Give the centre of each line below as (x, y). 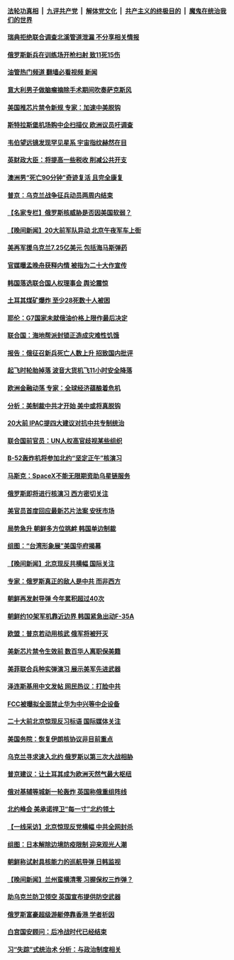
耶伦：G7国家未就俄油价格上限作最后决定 (67, 318)
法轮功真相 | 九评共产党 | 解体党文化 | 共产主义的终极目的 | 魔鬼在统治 (114, 11)
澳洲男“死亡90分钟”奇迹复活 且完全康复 (65, 177)
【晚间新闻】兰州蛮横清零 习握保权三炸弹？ (70, 879)
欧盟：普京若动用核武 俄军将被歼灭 (58, 634)
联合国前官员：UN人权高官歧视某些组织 (65, 440)
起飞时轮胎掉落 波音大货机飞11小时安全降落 (70, 370)
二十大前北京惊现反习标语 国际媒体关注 (64, 721)
